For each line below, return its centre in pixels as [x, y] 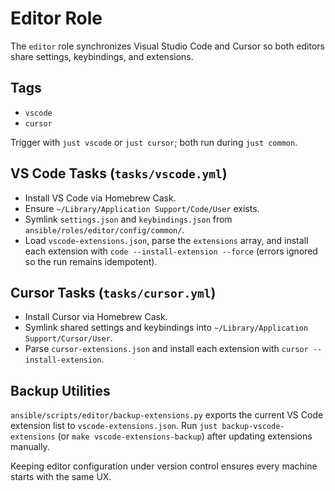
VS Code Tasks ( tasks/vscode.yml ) [119, 173]
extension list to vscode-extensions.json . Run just [114, 426]
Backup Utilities [60, 390]
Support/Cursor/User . [68, 338]
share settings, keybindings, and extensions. [102, 56]
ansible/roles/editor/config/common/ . [104, 229]
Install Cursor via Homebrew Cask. [96, 317]
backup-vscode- [253, 427]
